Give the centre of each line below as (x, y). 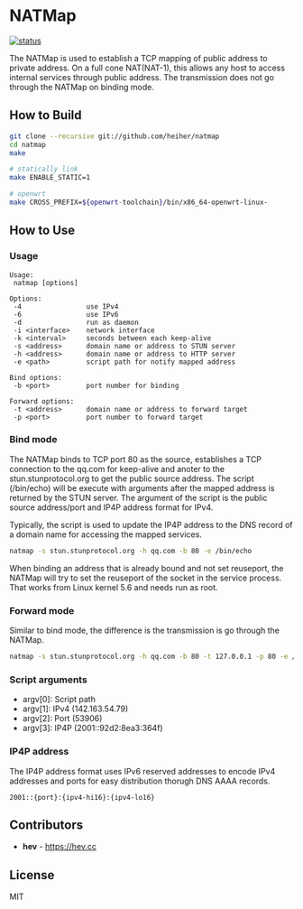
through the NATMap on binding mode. (82, 87)
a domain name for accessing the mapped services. (106, 534)
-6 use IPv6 (66, 314)
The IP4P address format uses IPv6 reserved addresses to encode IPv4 (142, 771)
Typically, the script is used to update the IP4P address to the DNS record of (151, 524)
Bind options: (36, 377)
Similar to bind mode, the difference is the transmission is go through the (144, 631)
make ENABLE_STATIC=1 (50, 178)
